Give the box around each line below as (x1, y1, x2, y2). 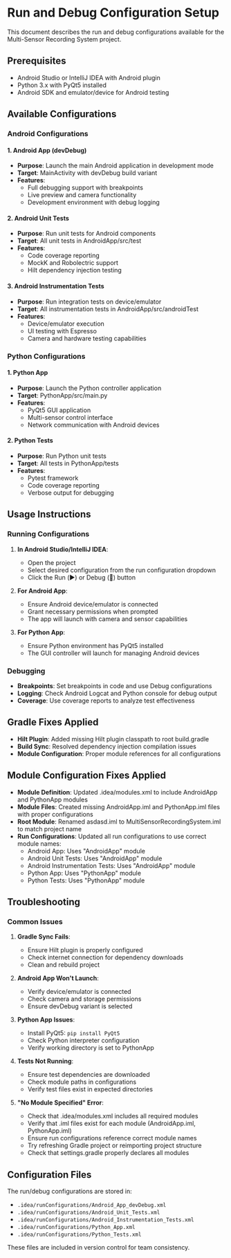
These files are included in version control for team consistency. (7, 1243, 190, 1252)
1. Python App (7, 369, 48, 377)
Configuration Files (7, 1169, 92, 1181)
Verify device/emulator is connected (27, 988, 131, 996)
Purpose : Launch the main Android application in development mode (17, 161, 214, 170)
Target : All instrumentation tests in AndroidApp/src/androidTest (17, 304, 198, 313)
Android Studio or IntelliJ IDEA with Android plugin (17, 73, 160, 82)
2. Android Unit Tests (7, 214, 69, 222)
